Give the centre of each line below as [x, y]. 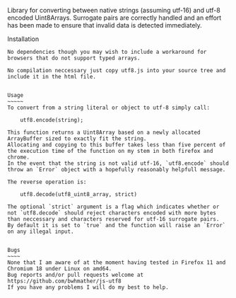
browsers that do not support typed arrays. [74, 58]
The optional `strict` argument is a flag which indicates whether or [113, 207]
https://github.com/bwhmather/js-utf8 [64, 281]
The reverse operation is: [47, 182]
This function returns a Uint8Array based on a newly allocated [104, 132]
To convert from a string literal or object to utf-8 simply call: [109, 108]
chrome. [19, 157]
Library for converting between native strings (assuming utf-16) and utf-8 [114, 10]
